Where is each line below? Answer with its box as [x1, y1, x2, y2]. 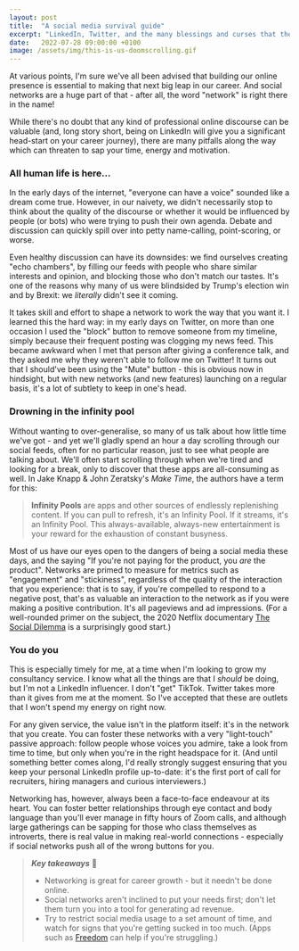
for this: [9, 483, 38, 493]
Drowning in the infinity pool [9, 405, 135, 418]
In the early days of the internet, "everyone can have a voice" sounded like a [9, 187, 290, 198]
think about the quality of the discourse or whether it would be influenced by [9, 206, 290, 217]
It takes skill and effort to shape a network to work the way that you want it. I [9, 307, 289, 318]
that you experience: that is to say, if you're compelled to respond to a [9, 583, 266, 594]
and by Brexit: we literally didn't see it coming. [9, 290, 179, 301]
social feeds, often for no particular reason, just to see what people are [9, 444, 270, 455]
